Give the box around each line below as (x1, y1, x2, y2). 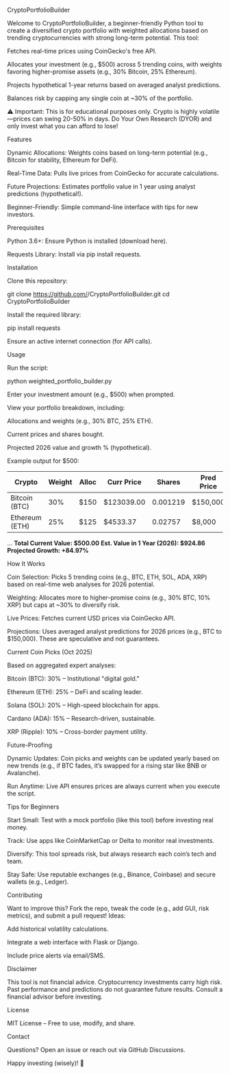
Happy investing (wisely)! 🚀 (7, 1059, 84, 1067)
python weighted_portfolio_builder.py (7, 377, 112, 385)
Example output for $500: (7, 457, 80, 465)
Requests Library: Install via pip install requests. (7, 250, 142, 258)
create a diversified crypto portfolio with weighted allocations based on (7, 27, 208, 34)
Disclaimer (7, 965, 38, 972)
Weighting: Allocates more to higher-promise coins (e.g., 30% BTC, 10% (7, 593, 211, 601)
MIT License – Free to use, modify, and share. (7, 1019, 136, 1027)
